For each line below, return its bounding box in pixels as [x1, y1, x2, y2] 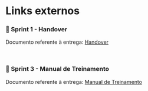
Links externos [5, 4, 80, 18]
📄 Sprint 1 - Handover [5, 25, 68, 34]
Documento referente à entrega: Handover [5, 38, 109, 45]
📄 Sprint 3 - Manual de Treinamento [5, 65, 110, 73]
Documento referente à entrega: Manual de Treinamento [5, 78, 143, 85]
